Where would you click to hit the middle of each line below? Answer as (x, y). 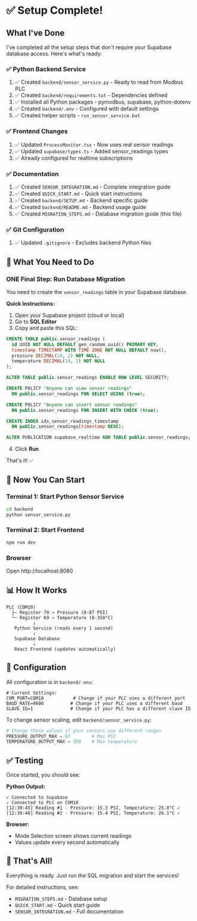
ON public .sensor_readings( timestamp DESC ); (68, 427)
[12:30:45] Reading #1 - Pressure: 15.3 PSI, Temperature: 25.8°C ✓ (93, 808)
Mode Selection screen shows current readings (73, 836)
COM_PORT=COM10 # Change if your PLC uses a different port (96, 698)
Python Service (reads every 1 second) (64, 628)
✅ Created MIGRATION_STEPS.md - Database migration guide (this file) (98, 214)
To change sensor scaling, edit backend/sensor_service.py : (79, 720)
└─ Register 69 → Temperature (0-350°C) (62, 617)
